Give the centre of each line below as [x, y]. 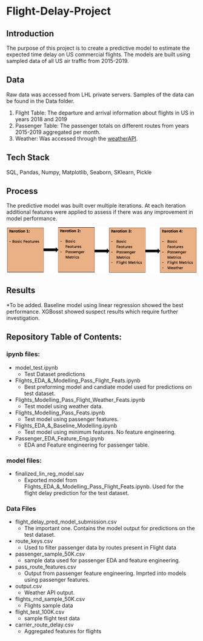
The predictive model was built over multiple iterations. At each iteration [96, 206]
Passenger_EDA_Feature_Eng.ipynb [59, 438]
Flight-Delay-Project [58, 11]
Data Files [21, 508]
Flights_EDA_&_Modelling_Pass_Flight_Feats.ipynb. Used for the [104, 487]
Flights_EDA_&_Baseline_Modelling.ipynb [66, 425]
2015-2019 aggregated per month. [58, 132]
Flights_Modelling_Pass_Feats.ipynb [60, 413]
